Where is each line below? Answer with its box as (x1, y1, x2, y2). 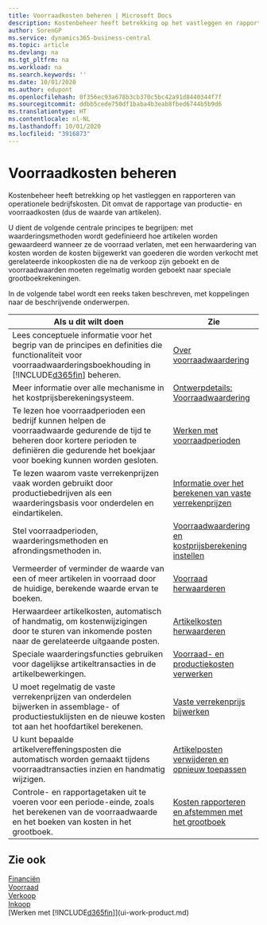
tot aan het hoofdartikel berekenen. (12, 721, 143, 732)
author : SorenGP (8, 26, 62, 34)
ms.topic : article (8, 41, 69, 49)
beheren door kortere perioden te (12, 435, 137, 446)
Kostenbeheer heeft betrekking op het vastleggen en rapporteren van (8, 190, 236, 199)
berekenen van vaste (172, 487, 252, 498)
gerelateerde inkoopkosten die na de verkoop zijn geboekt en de (8, 256, 220, 266)
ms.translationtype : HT (8, 108, 87, 116)
